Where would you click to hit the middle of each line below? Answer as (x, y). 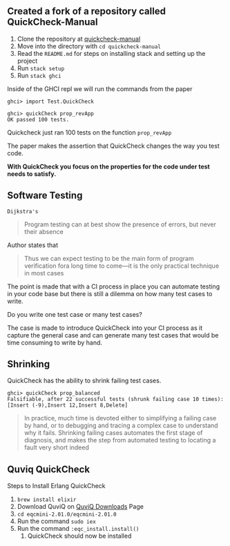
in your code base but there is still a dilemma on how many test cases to (110, 293)
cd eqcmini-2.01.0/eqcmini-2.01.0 (67, 515)
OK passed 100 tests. (38, 119)
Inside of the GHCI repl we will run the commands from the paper (100, 88)
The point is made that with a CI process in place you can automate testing (113, 286)
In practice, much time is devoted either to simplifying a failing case (120, 418)
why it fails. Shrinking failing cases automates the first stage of (113, 433)
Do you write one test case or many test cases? (75, 314)
